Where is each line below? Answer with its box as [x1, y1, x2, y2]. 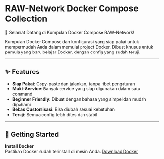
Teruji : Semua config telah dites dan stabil [12, 111, 98, 117]
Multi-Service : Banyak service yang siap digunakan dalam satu [12, 86, 141, 91]
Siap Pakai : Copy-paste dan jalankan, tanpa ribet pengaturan [12, 81, 135, 87]
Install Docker [5, 143, 34, 149]
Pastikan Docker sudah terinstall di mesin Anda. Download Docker [5, 148, 138, 154]
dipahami [12, 101, 31, 107]
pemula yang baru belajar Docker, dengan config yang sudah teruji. [5, 49, 141, 55]
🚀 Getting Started [5, 130, 59, 139]
